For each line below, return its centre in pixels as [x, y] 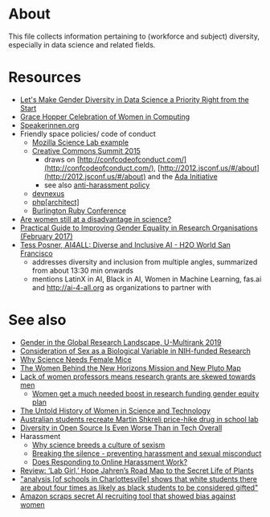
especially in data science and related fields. [82, 44]
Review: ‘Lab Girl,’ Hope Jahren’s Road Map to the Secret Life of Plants [137, 470]
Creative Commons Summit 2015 [86, 150]
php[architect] [55, 202]
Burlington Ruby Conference [79, 211]
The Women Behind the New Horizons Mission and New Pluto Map [130, 367]
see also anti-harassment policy [97, 185]
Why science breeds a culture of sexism [98, 445]
